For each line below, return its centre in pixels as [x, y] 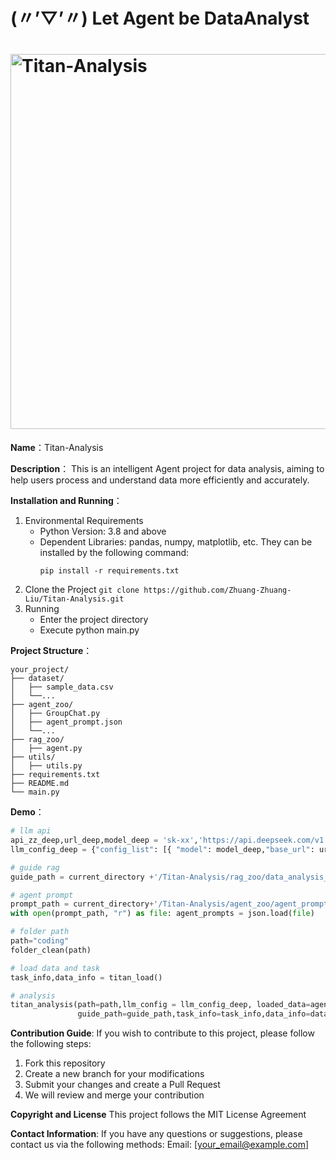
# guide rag [35, 867]
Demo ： [27, 812]
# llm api [31, 831]
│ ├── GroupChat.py [55, 714]
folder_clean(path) [51, 950]
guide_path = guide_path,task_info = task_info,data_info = [194, 1014]
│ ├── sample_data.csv [62, 687]
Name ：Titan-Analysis [57, 448]
